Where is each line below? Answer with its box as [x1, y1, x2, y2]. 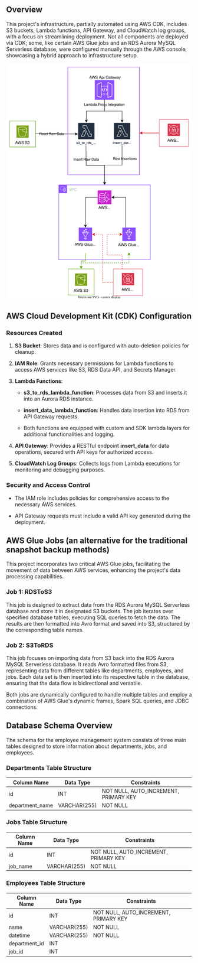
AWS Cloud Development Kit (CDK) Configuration [6, 311, 192, 321]
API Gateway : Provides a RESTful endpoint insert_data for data [14, 443, 170, 450]
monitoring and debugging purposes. [14, 466, 105, 473]
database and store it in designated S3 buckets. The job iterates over [6, 607, 174, 614]
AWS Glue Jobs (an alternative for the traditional [6, 535, 187, 545]
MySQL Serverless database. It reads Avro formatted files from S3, [6, 661, 168, 668]
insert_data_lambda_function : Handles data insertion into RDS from [23, 407, 190, 414]
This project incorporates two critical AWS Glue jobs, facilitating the [6, 561, 170, 568]
